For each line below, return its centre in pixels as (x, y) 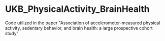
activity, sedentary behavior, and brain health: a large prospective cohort (79, 28)
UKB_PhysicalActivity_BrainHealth (77, 9)
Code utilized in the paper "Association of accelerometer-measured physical (82, 23)
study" (12, 33)
